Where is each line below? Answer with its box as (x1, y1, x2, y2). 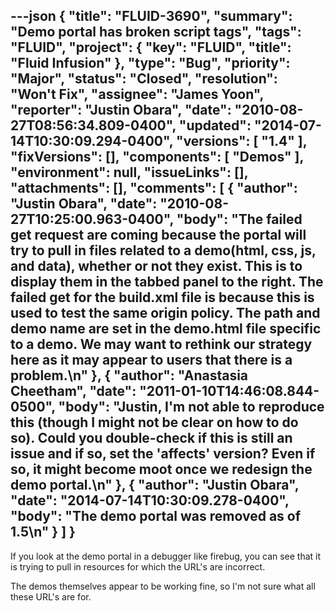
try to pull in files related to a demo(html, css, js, (10, 242, 317, 259)
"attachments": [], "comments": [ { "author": (10, 180, 298, 197)
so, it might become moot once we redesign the (10, 461, 313, 478)
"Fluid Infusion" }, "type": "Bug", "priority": (10, 55, 291, 72)
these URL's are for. (10, 590, 92, 603)
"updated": (178, 117, 252, 134)
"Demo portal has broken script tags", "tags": (10, 24, 302, 41)
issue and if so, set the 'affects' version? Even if (10, 445, 316, 463)
